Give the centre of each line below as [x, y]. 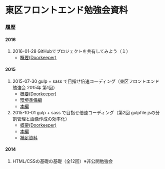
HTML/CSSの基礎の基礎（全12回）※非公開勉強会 [63, 161]
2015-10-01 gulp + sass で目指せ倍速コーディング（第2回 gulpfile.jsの [84, 112]
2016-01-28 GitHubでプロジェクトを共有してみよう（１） [71, 51]
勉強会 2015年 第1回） [35, 87]
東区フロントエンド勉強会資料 [67, 10]
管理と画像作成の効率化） [43, 119]
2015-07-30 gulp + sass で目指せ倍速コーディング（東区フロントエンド [86, 81]
